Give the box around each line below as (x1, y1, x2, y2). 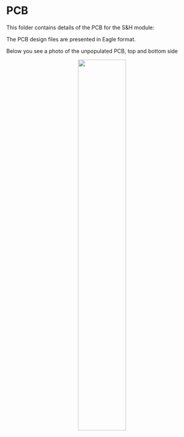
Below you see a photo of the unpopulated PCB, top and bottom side (6, 47, 178, 55)
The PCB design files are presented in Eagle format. (6, 35, 136, 43)
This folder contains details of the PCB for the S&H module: (6, 24, 155, 31)
